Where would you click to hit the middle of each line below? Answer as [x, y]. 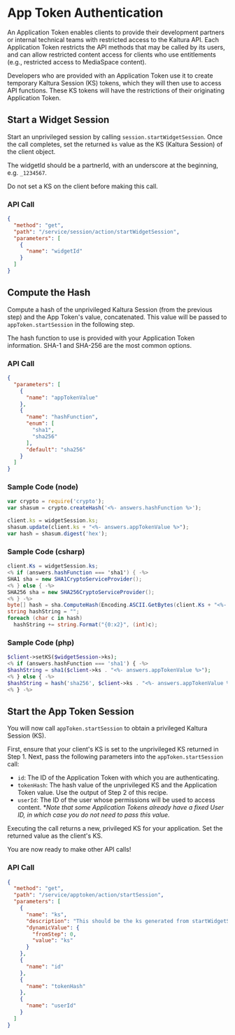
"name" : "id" [45, 966]
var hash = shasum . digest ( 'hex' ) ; [58, 533]
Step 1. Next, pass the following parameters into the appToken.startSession [115, 756]
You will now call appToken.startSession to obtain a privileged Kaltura [107, 728]
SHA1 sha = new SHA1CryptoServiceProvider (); [74, 579]
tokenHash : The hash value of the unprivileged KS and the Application [117, 785]
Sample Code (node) [43, 487]
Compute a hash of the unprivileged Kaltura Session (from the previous [110, 309]
